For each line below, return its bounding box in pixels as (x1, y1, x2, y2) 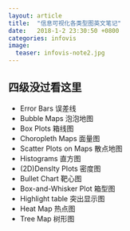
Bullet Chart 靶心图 (19, 173, 82, 183)
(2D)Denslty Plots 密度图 (19, 164, 101, 173)
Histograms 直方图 (19, 153, 81, 163)
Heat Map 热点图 (19, 204, 76, 213)
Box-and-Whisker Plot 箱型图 (19, 184, 116, 193)
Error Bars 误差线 (19, 103, 77, 113)
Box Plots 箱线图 (19, 124, 74, 133)
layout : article (8, 11, 62, 20)
